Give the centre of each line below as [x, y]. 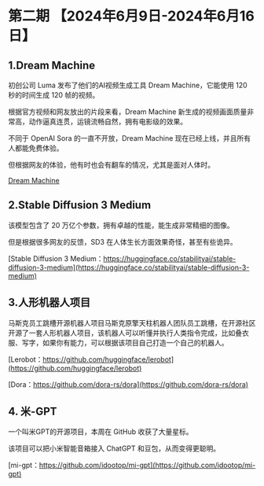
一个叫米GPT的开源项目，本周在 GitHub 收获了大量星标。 [101, 432]
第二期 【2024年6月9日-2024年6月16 [132, 16]
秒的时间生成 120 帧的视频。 [54, 95]
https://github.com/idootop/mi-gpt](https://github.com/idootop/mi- [147, 466]
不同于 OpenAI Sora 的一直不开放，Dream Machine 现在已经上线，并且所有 [130, 138]
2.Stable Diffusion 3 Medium [80, 205]
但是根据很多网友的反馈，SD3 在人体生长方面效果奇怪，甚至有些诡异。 [123, 241]
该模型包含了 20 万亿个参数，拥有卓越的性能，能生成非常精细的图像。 [121, 225]
